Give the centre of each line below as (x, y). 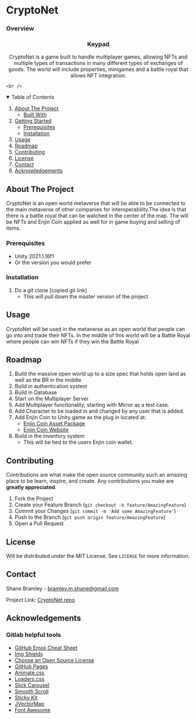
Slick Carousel (32, 685)
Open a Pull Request (39, 523)
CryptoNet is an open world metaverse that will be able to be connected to (96, 203)
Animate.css (30, 672)
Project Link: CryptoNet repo (41, 600)
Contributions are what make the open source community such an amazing (97, 475)
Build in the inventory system (49, 436)
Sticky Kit (26, 697)
